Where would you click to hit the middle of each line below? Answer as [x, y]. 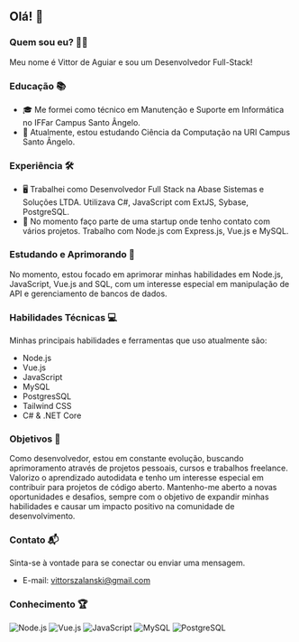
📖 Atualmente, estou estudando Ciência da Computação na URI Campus [156, 132]
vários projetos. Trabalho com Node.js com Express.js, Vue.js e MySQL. [155, 231]
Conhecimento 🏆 [49, 604]
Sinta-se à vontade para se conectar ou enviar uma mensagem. [127, 563]
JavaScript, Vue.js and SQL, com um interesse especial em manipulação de [149, 284]
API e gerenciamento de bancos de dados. [89, 293]
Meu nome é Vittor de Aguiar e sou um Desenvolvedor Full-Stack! [131, 62]
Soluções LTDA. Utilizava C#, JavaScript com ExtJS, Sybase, [136, 202]
